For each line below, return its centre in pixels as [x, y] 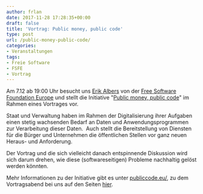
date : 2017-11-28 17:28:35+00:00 [48, 18]
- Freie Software [28, 62]
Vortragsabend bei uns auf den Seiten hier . [60, 184]
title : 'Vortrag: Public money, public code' [65, 29]
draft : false [23, 23]
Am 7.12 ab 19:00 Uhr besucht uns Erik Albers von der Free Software [92, 91]
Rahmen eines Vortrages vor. [42, 104]
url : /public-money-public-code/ [48, 40]
